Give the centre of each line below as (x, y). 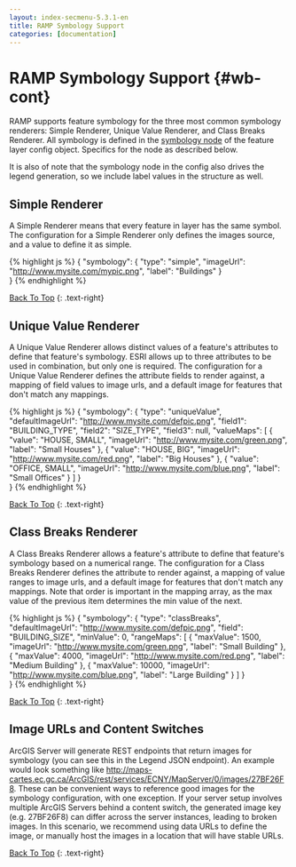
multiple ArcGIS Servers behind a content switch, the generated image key (145, 807)
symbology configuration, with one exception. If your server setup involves (146, 798)
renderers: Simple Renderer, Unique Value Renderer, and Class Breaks (137, 131)
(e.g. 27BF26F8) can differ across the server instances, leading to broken (143, 816)
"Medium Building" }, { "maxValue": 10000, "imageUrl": (109, 665)
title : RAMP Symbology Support (67, 26)
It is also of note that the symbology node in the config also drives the (136, 167)
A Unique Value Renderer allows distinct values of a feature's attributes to (144, 346)
